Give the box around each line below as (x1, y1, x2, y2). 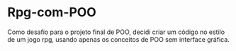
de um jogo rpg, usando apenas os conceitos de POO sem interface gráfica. (7, 35, 230, 43)
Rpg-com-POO (7, 4, 97, 21)
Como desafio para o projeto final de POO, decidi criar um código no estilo (7, 28, 225, 36)
